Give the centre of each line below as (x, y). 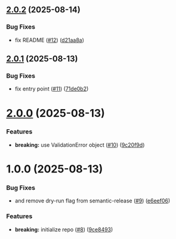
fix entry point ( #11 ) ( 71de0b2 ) (52, 89)
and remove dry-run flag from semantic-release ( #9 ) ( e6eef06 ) (92, 201)
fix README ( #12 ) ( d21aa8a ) (50, 40)
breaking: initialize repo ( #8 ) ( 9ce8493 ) (64, 229)
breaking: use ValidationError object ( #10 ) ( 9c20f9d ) (80, 145)
